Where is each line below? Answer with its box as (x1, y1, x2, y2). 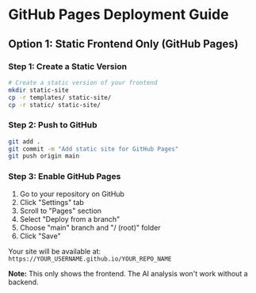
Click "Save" (19, 231, 61, 241)
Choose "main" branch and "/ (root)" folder (19, 223, 161, 232)
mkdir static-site (8, 86, 69, 94)
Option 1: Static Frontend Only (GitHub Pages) (8, 37, 239, 51)
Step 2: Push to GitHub (8, 120, 97, 131)
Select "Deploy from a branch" (19, 214, 120, 223)
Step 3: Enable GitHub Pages (8, 171, 121, 182)
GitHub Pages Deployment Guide (8, 6, 229, 24)
